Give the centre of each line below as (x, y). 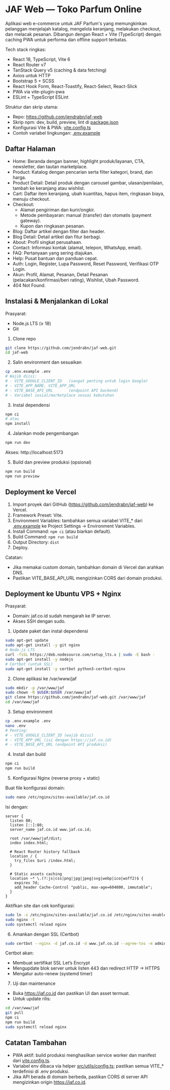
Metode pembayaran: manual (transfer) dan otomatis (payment (86, 215)
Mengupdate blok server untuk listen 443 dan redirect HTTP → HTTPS (86, 968)
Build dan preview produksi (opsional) (52, 462)
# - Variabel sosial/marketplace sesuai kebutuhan (60, 395)
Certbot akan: (19, 953)
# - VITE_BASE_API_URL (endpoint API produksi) (56, 745)
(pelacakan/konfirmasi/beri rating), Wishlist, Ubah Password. (76, 280)
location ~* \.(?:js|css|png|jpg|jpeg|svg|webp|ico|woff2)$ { (77, 878)
